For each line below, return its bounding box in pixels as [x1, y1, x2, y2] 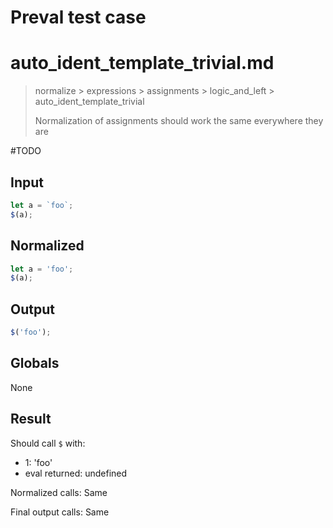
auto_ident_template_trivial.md [10, 52, 275, 75]
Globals [10, 355, 60, 372]
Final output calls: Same [10, 506, 110, 518]
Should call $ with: [10, 437, 86, 449]
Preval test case [10, 6, 147, 29]
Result [10, 411, 52, 428]
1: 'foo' [24, 456, 53, 468]
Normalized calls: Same [10, 486, 108, 498]
